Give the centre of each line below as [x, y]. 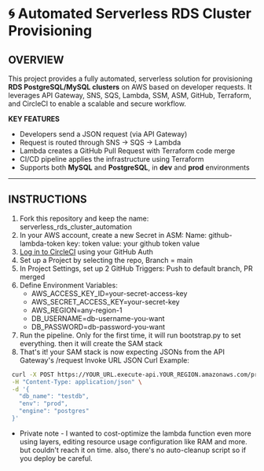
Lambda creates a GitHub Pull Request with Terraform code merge [127, 151]
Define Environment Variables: [68, 285]
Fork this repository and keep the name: [84, 218]
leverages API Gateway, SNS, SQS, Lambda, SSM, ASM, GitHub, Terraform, [130, 95]
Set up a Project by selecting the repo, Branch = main [106, 260]
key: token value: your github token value [133, 243]
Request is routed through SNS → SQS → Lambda [100, 142]
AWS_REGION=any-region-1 [77, 310]
